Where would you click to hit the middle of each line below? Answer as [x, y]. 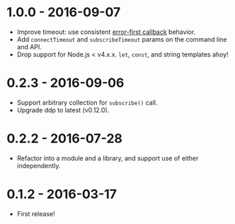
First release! [36, 213]
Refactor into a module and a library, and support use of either [108, 158]
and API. [29, 47]
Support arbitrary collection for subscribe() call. [87, 102]
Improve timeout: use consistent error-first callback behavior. [106, 32]
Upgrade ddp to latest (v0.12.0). [63, 110]
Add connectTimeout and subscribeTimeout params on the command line [122, 39]
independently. [39, 165]
